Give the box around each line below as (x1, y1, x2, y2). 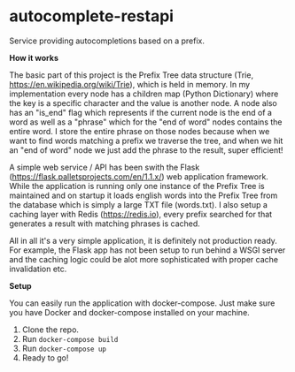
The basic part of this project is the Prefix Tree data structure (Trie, (9, 69, 254, 80)
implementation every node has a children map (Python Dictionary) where (9, 88, 279, 99)
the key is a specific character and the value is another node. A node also (9, 97, 277, 108)
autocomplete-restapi (9, 6, 175, 27)
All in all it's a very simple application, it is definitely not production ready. (9, 235, 277, 246)
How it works (9, 52, 59, 63)
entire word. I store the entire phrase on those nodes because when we (9, 125, 270, 136)
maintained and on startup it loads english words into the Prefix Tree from (9, 190, 278, 201)
